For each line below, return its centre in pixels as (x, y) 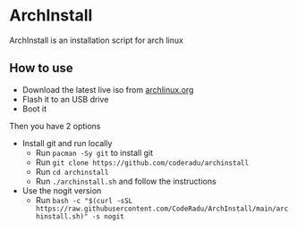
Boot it (34, 109)
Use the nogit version (62, 190)
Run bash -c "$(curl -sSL (84, 200)
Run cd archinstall (72, 171)
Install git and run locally (67, 143)
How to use (41, 68)
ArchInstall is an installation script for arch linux (96, 40)
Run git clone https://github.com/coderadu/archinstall (142, 162)
